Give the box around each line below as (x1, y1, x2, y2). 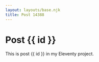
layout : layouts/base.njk (5, 7, 60, 13)
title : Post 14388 (5, 12, 44, 17)
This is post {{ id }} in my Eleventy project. (5, 51, 94, 57)
